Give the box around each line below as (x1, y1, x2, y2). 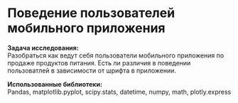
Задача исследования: (7, 43, 80, 52)
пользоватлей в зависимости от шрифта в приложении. (7, 66, 176, 75)
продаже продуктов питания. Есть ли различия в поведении (7, 58, 191, 67)
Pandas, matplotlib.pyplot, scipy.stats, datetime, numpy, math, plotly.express (7, 87, 232, 96)
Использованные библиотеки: (7, 80, 103, 88)
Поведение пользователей (7, 5, 175, 21)
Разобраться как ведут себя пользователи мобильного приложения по (7, 51, 225, 60)
